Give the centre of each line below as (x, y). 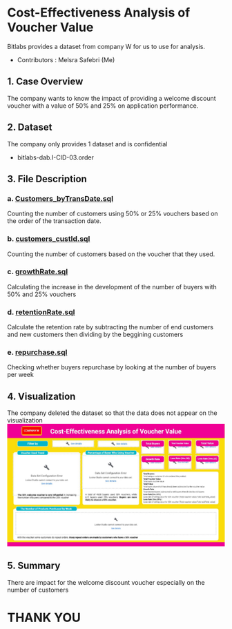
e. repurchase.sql (37, 352)
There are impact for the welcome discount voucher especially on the (106, 582)
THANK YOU (44, 618)
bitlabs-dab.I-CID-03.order (56, 157)
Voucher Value (50, 27)
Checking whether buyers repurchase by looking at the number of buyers (112, 367)
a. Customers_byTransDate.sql (60, 198)
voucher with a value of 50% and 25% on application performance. (103, 106)
